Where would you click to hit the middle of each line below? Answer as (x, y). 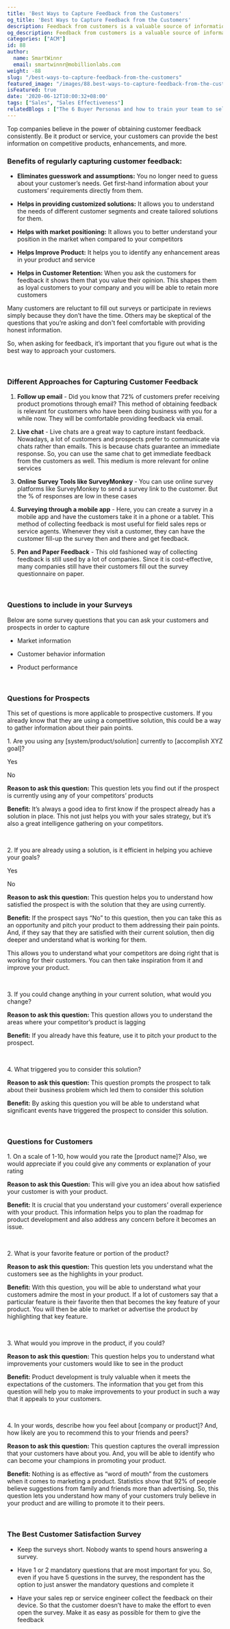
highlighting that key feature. (48, 1317)
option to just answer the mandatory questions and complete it (105, 1584)
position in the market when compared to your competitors (100, 239)
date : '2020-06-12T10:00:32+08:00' (58, 97)
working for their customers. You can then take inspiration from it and (105, 960)
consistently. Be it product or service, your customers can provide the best (113, 136)
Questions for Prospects (49, 698)
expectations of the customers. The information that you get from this (105, 1385)
